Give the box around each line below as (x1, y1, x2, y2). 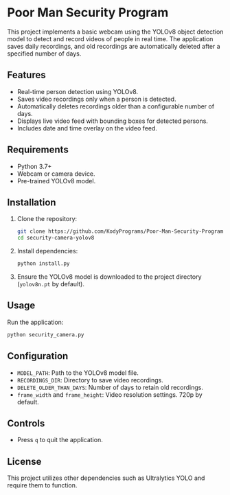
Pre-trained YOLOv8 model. (16, 176, 96, 185)
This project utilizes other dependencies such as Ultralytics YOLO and (7, 474, 205, 482)
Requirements (7, 144, 69, 156)
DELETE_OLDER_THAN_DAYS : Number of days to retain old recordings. (16, 383, 204, 391)
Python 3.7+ (16, 162, 52, 170)
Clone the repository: (16, 215, 78, 223)
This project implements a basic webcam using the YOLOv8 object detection (7, 27, 224, 36)
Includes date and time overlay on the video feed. (16, 124, 158, 132)
